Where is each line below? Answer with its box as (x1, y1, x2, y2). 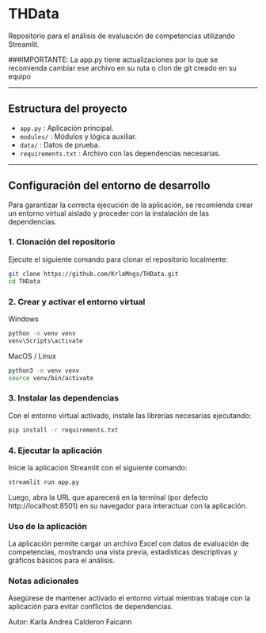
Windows (8, 314, 40, 324)
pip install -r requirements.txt (8, 426, 119, 434)
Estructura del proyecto (8, 102, 128, 116)
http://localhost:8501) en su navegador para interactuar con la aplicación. (8, 501, 248, 510)
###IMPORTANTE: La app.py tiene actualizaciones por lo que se (8, 55, 218, 64)
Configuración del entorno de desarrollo (8, 179, 211, 193)
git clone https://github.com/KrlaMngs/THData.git (8, 270, 179, 278)
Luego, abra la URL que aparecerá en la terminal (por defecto (8, 493, 208, 502)
